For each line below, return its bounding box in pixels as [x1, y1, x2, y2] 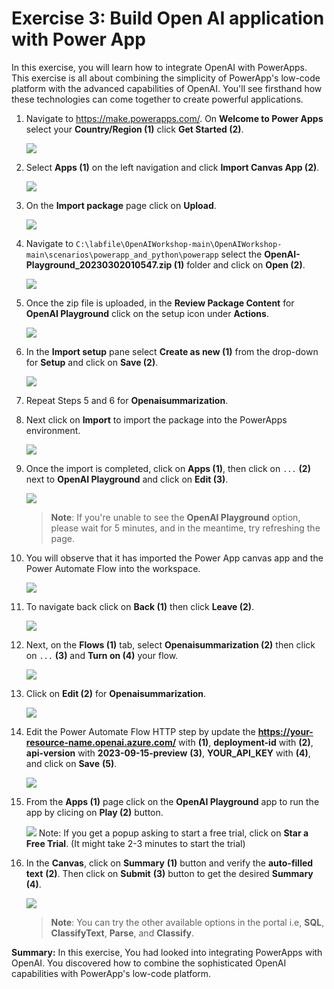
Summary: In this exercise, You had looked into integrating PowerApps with [11, 946, 323, 958]
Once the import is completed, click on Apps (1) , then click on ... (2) [25, 462, 311, 474]
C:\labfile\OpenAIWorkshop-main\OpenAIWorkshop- [75, 239, 283, 249]
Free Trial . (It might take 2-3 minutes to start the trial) [25, 837, 246, 849]
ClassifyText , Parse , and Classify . [50, 927, 194, 939]
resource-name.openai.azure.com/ [25, 736, 177, 748]
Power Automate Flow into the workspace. [25, 562, 201, 574]
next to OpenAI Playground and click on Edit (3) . [25, 473, 229, 485]
